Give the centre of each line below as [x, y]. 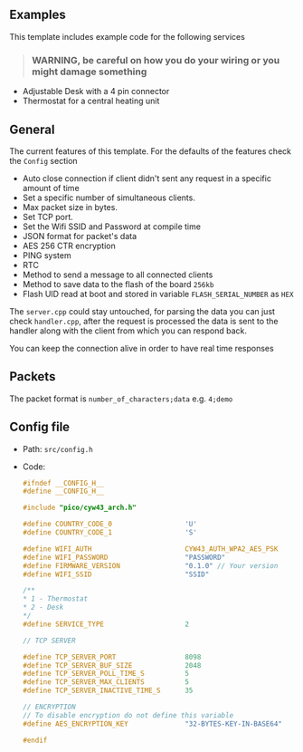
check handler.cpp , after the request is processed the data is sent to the [144, 321]
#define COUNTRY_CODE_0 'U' [109, 525]
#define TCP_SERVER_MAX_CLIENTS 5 [106, 682]
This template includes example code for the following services [128, 36]
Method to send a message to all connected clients [118, 275]
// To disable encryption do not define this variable [128, 715]
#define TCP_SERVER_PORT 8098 [112, 657]
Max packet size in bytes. [70, 207]
